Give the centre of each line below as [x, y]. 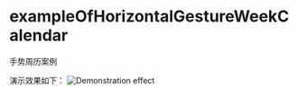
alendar [39, 35]
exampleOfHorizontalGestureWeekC [149, 17]
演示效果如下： [37, 80]
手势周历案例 [33, 61]
